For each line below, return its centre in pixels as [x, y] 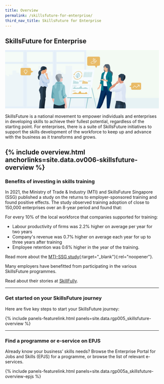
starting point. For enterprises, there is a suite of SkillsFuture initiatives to [79, 127]
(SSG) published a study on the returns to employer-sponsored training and [81, 197]
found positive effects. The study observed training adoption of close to [77, 202]
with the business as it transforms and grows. [51, 137]
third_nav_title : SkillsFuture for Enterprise [53, 21]
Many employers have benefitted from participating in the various [71, 266]
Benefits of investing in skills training [50, 181]
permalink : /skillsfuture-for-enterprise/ [49, 15]
